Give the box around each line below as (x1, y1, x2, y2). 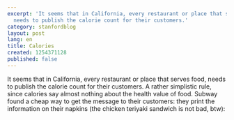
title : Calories (7, 43, 54, 50)
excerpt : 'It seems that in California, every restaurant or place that (7, 10, 223, 17)
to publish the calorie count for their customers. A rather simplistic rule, (7, 82, 212, 91)
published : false (7, 56, 58, 63)
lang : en (7, 36, 33, 43)
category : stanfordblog (7, 23, 77, 30)
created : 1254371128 (7, 50, 68, 57)
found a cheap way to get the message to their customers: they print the (7, 97, 215, 105)
